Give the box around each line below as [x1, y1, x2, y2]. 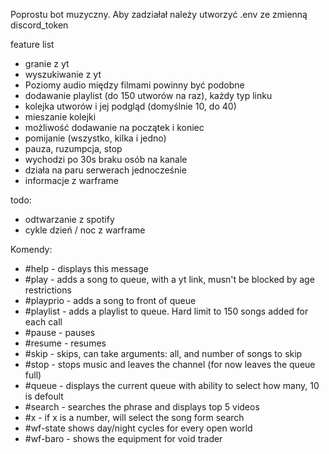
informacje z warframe [24, 175, 119, 186]
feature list [10, 39, 55, 50]
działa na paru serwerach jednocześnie [24, 164, 187, 176]
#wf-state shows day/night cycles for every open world [24, 422, 253, 434]
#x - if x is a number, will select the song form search [24, 412, 245, 423]
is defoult [24, 390, 64, 402]
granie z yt [24, 58, 70, 69]
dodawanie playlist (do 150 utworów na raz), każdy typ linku [24, 90, 273, 101]
